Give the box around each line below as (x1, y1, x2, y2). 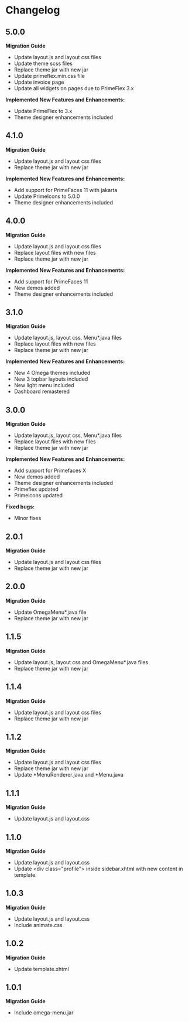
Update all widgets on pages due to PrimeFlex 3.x (13, 85, 134, 91)
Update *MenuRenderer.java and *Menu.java (13, 771, 124, 778)
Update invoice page (13, 78, 65, 86)
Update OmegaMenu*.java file (13, 609, 87, 616)
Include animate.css (13, 921, 63, 928)
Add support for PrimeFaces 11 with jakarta (13, 186, 118, 193)
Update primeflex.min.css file (13, 73, 85, 79)
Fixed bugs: (5, 503, 35, 510)
